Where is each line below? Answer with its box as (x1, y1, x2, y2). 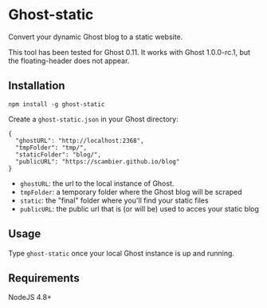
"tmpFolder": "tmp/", (15, 144, 88, 152)
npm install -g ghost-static (8, 100, 105, 109)
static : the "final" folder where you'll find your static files (19, 195, 209, 205)
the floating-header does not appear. (8, 56, 130, 65)
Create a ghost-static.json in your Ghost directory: (8, 114, 179, 124)
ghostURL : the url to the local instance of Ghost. (19, 178, 175, 188)
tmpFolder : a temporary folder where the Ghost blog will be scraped (19, 187, 242, 196)
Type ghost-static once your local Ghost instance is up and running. (8, 248, 235, 258)
